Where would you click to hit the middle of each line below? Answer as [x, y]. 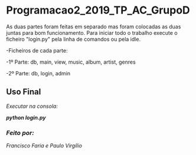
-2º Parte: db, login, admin [38, 73]
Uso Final [24, 92]
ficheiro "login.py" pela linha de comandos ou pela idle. [73, 39]
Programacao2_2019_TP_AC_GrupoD [98, 10]
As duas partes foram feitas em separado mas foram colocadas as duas [94, 27]
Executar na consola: [32, 106]
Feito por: [20, 133]
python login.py [26, 117]
